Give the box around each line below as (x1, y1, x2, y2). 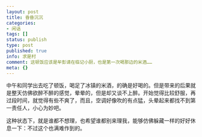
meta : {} (6, 64, 28, 71)
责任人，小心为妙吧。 (11, 105, 64, 112)
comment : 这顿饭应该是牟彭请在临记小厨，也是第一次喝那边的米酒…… (6, 59, 152, 65)
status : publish (6, 37, 47, 43)
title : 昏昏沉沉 (6, 14, 43, 20)
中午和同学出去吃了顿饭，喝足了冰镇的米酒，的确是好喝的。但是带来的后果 (6, 82, 191, 89)
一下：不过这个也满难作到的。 (11, 124, 85, 132)
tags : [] (6, 31, 28, 37)
